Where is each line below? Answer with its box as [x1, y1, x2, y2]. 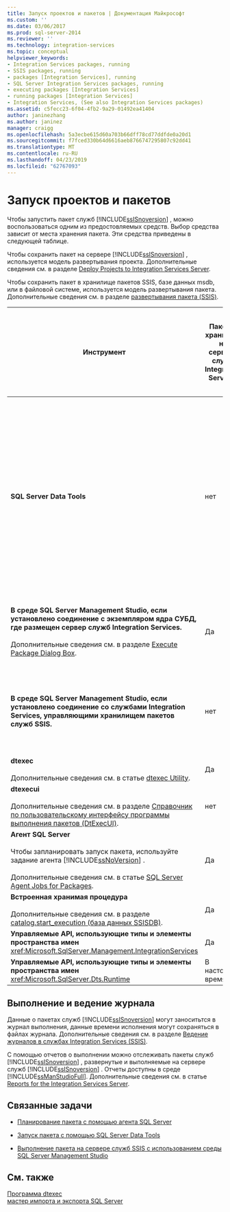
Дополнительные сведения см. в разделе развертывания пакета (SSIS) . [7, 292, 219, 301]
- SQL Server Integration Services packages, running [7, 80, 164, 87]
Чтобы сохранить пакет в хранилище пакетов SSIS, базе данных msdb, [7, 278, 215, 286]
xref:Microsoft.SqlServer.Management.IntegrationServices [10, 946, 199, 955]
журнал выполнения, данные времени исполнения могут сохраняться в [7, 1023, 219, 1031]
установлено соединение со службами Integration [10, 702, 186, 711]
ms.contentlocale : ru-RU [7, 150, 78, 157]
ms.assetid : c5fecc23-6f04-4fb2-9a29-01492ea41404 [7, 105, 155, 112]
